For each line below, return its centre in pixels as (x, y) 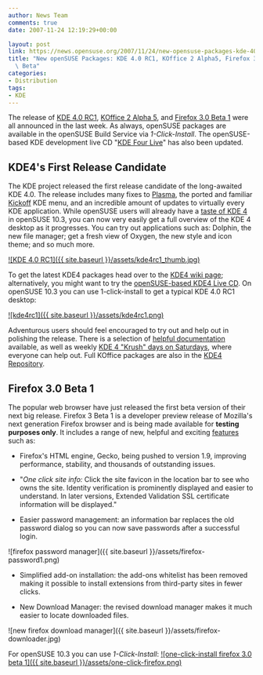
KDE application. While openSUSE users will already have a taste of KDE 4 (128, 211)
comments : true (33, 23)
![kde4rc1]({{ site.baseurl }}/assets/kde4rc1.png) (86, 316)
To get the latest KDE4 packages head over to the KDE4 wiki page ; (116, 275)
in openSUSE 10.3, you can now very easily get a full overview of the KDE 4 (130, 220)
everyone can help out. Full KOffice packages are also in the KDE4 (115, 356)
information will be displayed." (68, 504)
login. (28, 536)
